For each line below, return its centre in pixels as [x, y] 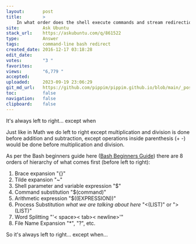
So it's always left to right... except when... [57, 234]
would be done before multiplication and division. [65, 145]
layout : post [30, 11]
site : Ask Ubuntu [37, 28]
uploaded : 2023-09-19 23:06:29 [49, 83]
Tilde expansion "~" [38, 180]
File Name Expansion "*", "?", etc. [55, 223]
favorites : [19, 66]
